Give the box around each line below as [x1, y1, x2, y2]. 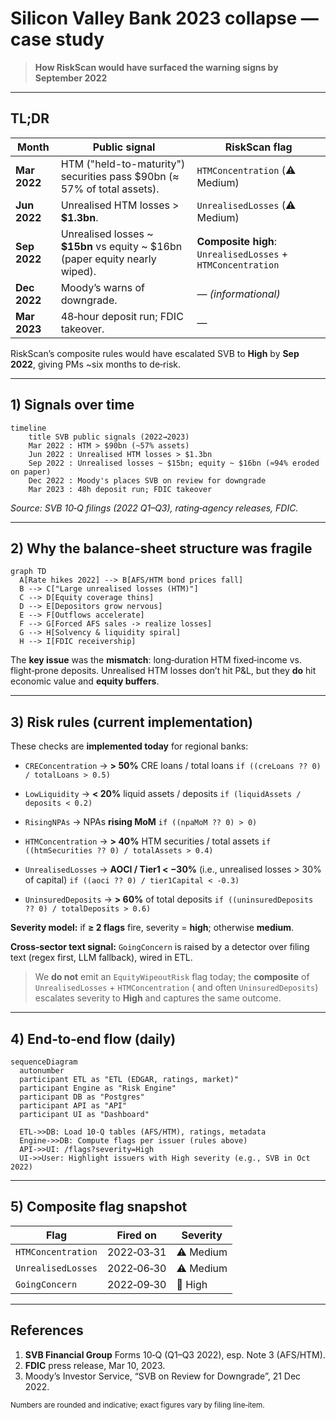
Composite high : [196, 234, 278, 248]
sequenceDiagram [10, 1057, 78, 1067]
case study [10, 28, 105, 51]
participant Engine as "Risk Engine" [19, 1083, 177, 1093]
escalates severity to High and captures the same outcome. [34, 992, 282, 1004]
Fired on [116, 1228, 157, 1242]
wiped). [60, 264, 97, 278]
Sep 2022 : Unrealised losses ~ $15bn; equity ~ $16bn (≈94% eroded [28, 458, 320, 468]
